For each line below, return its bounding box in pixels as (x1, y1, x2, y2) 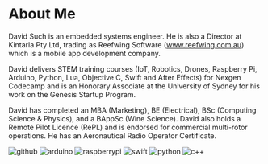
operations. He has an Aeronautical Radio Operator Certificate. (8, 130, 217, 141)
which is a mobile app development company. (8, 48, 161, 58)
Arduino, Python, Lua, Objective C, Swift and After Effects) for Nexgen (8, 72, 241, 82)
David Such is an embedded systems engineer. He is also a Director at (8, 31, 242, 41)
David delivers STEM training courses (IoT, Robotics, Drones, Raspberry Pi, (8, 64, 258, 73)
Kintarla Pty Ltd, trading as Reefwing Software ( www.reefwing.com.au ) (8, 39, 245, 49)
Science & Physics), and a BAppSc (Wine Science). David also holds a (8, 113, 241, 123)
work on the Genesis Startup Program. (8, 89, 136, 99)
